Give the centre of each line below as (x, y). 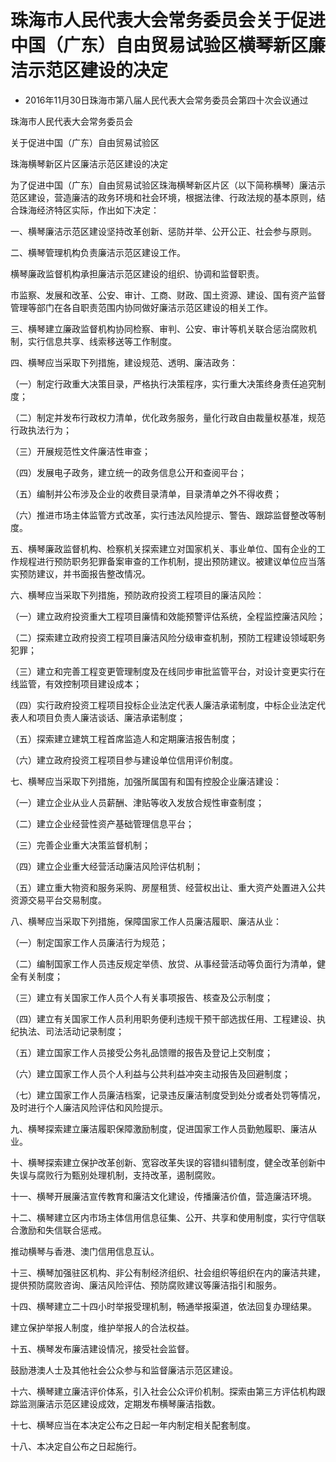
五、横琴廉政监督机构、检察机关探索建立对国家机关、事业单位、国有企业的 (163, 548)
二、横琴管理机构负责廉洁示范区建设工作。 (98, 252)
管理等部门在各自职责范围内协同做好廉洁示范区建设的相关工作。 (141, 307)
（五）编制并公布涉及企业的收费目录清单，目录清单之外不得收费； (146, 493)
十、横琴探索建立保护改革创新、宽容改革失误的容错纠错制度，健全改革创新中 (168, 1162)
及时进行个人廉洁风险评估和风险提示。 (89, 1107)
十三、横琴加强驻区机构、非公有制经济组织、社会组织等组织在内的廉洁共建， (168, 1272)
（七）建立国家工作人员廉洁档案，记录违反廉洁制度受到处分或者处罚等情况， (168, 1095)
